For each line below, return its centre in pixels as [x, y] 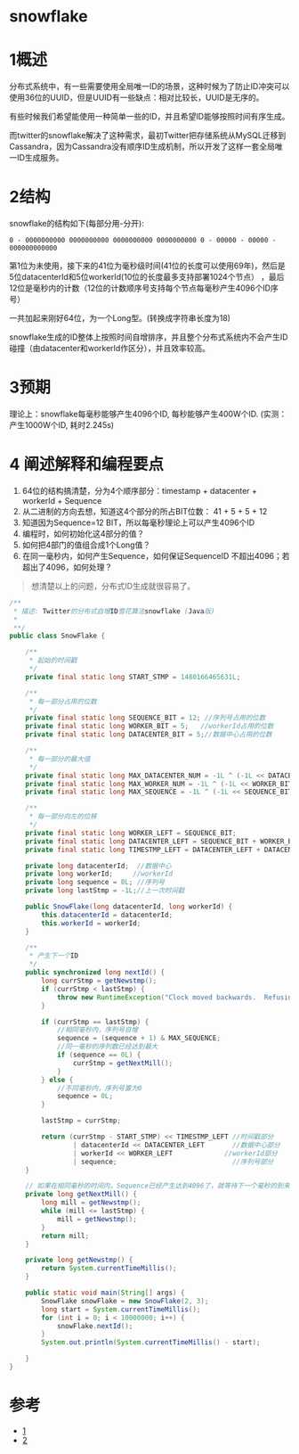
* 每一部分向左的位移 [63, 817]
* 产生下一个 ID [53, 956]
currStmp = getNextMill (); [123, 1063]
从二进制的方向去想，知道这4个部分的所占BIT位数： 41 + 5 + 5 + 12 [145, 511]
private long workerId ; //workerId [99, 874]
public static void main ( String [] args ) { [105, 1293]
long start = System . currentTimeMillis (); [121, 1309]
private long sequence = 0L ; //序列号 [95, 883]
